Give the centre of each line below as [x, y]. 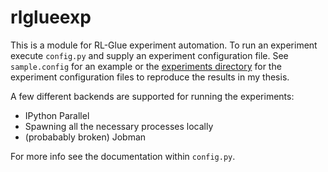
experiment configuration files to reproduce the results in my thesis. [150, 77]
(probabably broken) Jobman [85, 137]
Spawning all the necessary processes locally [119, 126]
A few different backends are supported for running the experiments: [152, 96]
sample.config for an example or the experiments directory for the [146, 66]
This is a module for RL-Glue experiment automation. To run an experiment [164, 45]
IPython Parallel [57, 115]
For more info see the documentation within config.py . [123, 156]
